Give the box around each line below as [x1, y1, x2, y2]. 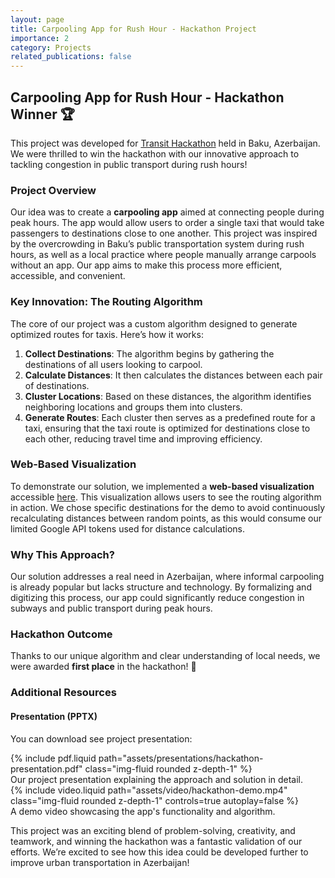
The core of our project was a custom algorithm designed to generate [10, 317, 298, 330]
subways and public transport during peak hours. [10, 602, 213, 615]
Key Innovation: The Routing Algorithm [10, 295, 203, 309]
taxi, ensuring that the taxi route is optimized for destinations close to [24, 422, 311, 434]
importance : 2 [10, 33, 70, 43]
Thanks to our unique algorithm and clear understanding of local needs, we [10, 650, 321, 662]
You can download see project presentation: [10, 732, 193, 745]
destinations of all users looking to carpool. [24, 358, 203, 370]
